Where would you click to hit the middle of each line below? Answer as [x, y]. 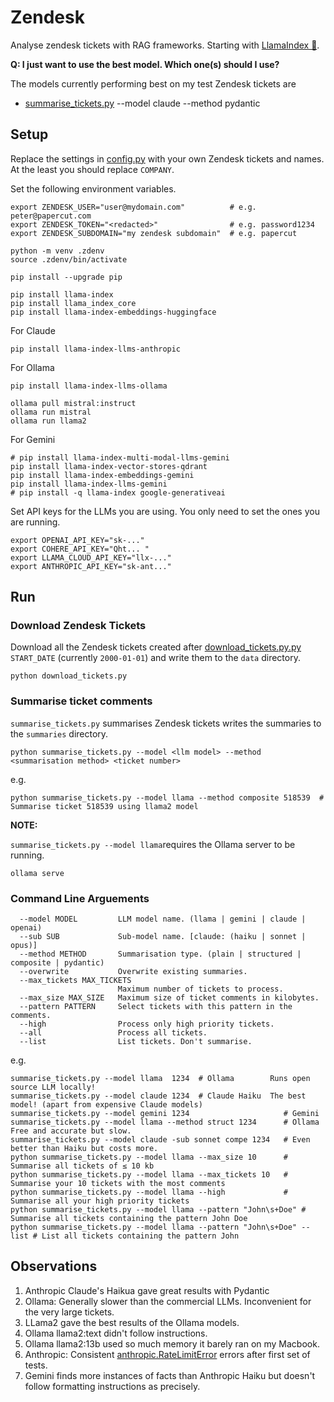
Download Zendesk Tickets [78, 626]
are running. [35, 522]
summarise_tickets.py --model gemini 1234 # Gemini [165, 1114]
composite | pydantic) [57, 963]
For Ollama [32, 367]
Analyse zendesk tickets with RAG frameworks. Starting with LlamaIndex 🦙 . [165, 45]
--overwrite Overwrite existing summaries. [133, 972]
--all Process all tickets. [113, 1033]
